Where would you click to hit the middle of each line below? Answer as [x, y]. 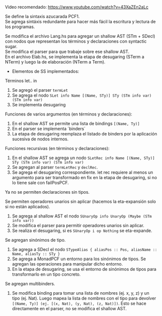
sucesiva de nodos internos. [40, 139]
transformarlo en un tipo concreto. [46, 274]
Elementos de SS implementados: [45, 71]
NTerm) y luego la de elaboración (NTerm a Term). [55, 62]
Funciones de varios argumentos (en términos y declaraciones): [69, 114]
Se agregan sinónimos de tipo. [36, 240]
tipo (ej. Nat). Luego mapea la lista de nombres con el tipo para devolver [84, 298]
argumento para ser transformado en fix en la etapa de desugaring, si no [84, 177]
